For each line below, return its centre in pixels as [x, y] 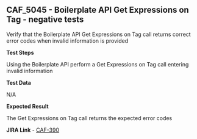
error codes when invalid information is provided [67, 41]
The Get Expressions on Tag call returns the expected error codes [89, 118]
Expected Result [27, 106]
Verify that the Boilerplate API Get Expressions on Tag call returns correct [99, 34]
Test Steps [20, 52]
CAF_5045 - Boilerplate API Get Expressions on [98, 10]
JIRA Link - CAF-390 [33, 130]
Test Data [19, 82]
